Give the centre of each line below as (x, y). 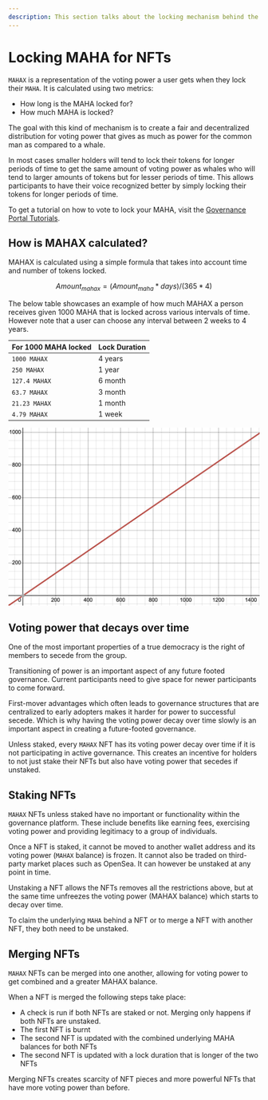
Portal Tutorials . (34, 218)
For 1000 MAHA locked (51, 347)
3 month (112, 392)
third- (238, 855)
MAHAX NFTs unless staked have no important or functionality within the (124, 815)
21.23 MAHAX (32, 404)
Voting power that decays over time (99, 628)
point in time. (30, 872)
